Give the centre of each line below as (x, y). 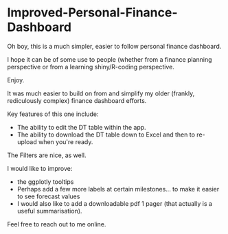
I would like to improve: (40, 168)
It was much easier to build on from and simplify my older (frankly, (101, 93)
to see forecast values (48, 196)
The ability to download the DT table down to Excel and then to (106, 134)
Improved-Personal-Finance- (92, 13)
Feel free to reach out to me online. (57, 224)
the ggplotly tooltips (45, 182)
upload (27, 141)
